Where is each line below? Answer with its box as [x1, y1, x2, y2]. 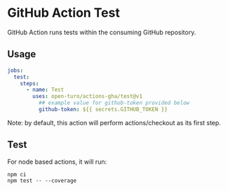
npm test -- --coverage [7, 177, 77, 184]
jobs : [7, 66, 23, 74]
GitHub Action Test [7, 5, 121, 21]
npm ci [7, 171, 27, 178]
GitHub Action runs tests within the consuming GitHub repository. [7, 28, 196, 36]
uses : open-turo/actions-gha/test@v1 [32, 93, 142, 100]
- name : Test [25, 86, 65, 94]
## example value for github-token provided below [38, 99, 190, 106]
